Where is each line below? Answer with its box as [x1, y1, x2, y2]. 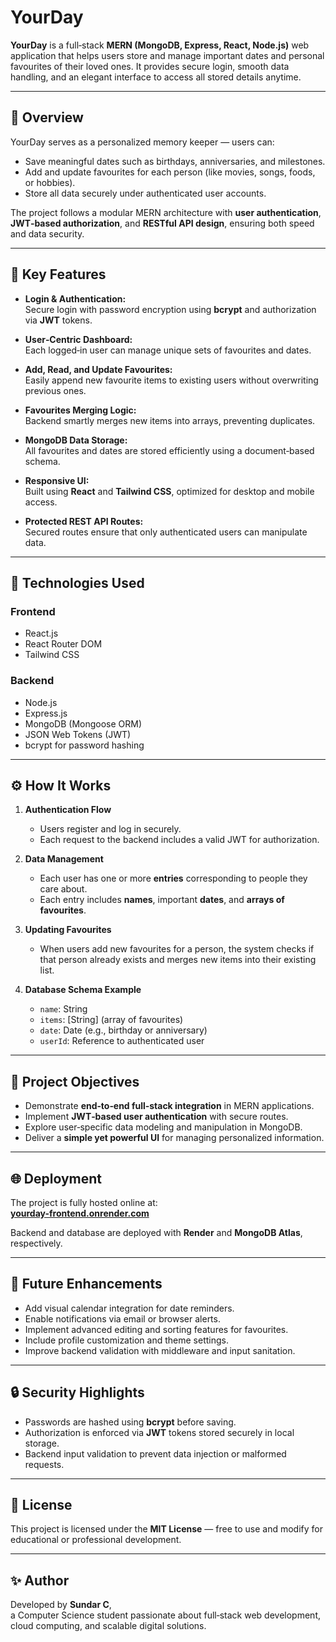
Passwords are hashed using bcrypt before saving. [24, 1416, 237, 1428]
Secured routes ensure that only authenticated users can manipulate [24, 526, 308, 538]
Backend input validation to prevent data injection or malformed [24, 1447, 287, 1460]
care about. [39, 883, 88, 895]
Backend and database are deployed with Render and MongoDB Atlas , [10, 1226, 303, 1238]
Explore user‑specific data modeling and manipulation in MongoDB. [24, 1121, 303, 1133]
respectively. [10, 1237, 63, 1249]
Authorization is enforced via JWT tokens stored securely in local [24, 1426, 295, 1438]
